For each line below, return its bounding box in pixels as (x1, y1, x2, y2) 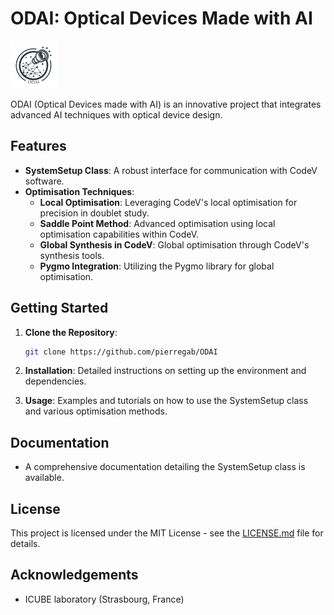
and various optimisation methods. (24, 405, 168, 417)
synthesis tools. (39, 249, 105, 261)
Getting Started (10, 300, 109, 317)
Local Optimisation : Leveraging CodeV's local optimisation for (39, 196, 298, 208)
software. (24, 175, 65, 187)
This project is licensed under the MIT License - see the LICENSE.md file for (10, 527, 324, 539)
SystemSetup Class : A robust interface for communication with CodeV (24, 164, 318, 176)
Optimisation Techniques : (24, 185, 135, 197)
